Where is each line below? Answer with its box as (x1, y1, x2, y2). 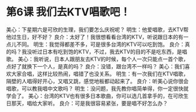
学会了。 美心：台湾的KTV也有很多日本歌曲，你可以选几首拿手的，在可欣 (6, 92, 184, 99)
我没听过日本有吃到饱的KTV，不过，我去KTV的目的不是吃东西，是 (21, 48, 182, 55)
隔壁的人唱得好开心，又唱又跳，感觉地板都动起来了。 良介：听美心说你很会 (6, 77, 189, 84)
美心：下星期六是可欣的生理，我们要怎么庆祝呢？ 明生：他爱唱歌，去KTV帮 (6, 26, 189, 33)
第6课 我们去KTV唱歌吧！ (6, 5, 131, 19)
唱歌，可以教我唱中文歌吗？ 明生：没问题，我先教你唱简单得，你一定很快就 (6, 85, 189, 92)
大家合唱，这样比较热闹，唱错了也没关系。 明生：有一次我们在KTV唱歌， (11, 70, 189, 77)
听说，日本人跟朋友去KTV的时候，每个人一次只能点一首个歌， (38, 55, 189, 62)
